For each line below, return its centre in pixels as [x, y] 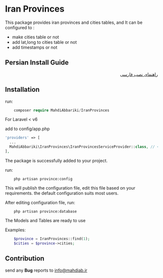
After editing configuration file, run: [40, 202]
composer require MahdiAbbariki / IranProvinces [62, 110]
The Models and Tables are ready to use [45, 220]
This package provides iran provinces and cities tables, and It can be [74, 22]
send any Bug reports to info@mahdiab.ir [46, 270]
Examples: [15, 230]
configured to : [20, 27]
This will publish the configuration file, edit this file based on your [70, 188]
